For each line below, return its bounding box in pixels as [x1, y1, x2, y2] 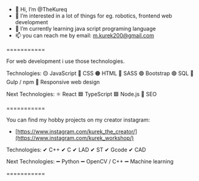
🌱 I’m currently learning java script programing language [15, 25, 156, 32]
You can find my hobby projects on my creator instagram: [6, 116, 150, 123]
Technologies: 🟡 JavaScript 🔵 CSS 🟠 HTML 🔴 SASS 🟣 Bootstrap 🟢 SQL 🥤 [6, 70, 194, 77]
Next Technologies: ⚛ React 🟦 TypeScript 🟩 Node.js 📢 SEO [6, 91, 157, 97]
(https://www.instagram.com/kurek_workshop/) [15, 134, 134, 142]
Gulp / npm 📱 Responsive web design [6, 79, 100, 85]
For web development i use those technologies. [6, 58, 125, 65]
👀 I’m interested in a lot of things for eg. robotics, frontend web [15, 12, 172, 19]
